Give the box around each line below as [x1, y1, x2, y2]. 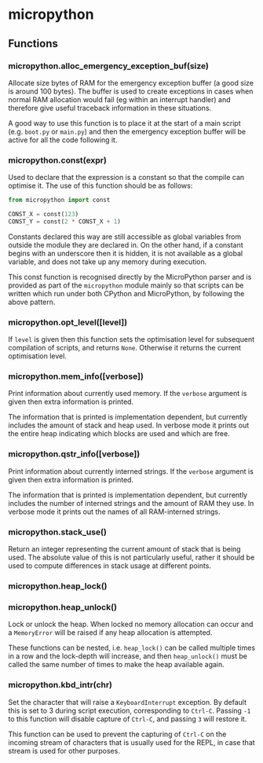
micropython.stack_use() [8, 526, 108, 537]
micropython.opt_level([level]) [8, 317, 128, 328]
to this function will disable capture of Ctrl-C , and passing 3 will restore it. [8, 713, 247, 724]
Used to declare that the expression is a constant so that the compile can [8, 173, 245, 182]
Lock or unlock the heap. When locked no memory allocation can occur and [8, 619, 254, 629]
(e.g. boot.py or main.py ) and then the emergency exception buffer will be [8, 127, 246, 136]
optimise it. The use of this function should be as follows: [8, 181, 193, 190]
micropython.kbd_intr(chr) [8, 680, 112, 691]
